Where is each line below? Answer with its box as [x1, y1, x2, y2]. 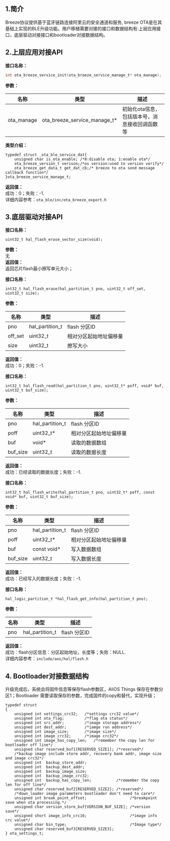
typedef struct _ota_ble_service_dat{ [5, 152, 87, 157]
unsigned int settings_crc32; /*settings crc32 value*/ [14, 712, 139, 717]
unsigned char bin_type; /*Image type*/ [14, 822, 162, 827]
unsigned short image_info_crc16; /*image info [14, 813, 157, 818]
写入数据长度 [70, 555, 102, 562]
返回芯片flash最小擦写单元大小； [5, 265, 73, 272]
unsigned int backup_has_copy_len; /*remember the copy [14, 778, 159, 783]
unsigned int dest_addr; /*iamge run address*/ [14, 725, 133, 730]
